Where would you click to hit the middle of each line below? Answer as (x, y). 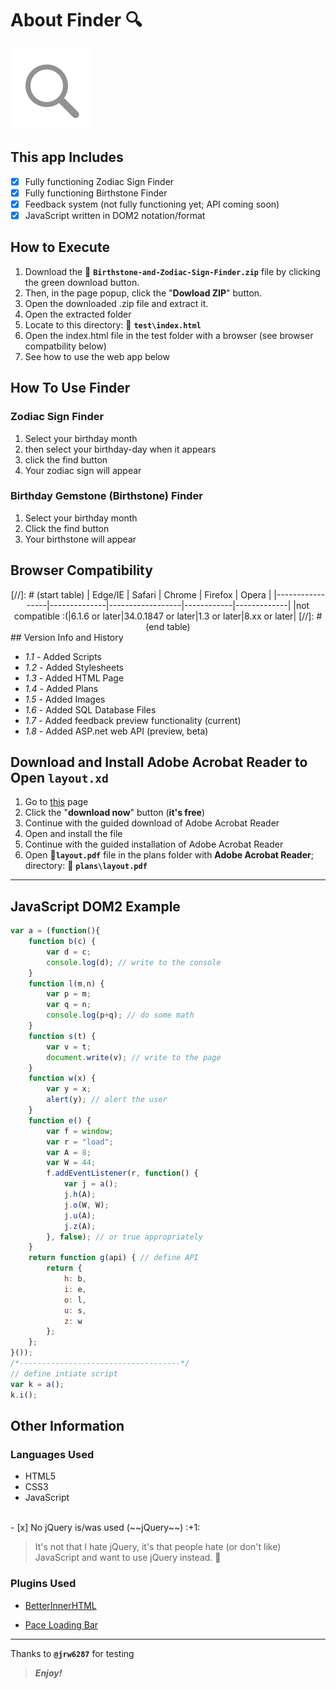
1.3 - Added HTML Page (74, 678)
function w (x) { (62, 1078)
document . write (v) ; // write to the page (134, 1057)
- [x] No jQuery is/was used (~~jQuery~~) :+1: (105, 1528)
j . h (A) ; (80, 1195)
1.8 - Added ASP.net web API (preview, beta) (116, 731)
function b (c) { (62, 942)
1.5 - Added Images (65, 699)
